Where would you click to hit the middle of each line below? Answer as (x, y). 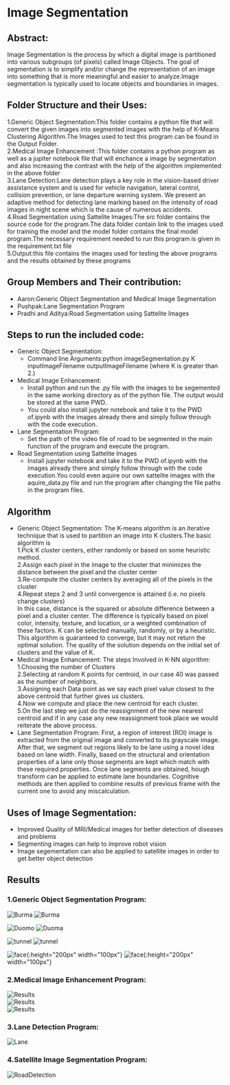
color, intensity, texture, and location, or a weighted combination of (112, 623)
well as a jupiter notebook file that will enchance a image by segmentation (112, 158)
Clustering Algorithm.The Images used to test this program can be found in (113, 136)
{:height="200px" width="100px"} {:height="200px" (110, 954)
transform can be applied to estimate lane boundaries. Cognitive (108, 776)
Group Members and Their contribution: (94, 282)
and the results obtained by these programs (69, 260)
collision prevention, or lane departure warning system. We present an (106, 194)
